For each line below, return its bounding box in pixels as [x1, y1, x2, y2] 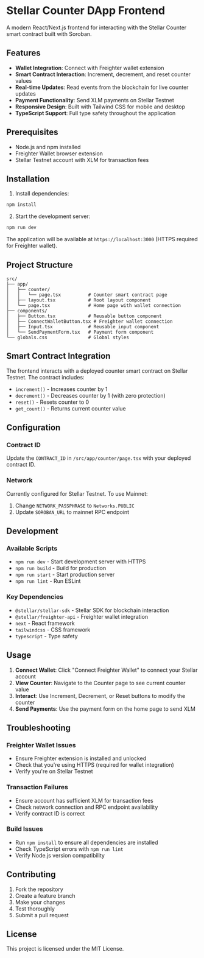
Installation [6, 174, 50, 184]
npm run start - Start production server [15, 571, 115, 579]
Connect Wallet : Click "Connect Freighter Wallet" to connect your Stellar [15, 666, 198, 674]
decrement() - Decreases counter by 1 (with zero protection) [15, 392, 166, 399]
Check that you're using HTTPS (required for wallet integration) [15, 761, 175, 769]
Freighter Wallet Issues [6, 741, 76, 749]
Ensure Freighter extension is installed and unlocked [15, 755, 147, 762]
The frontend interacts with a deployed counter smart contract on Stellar [6, 367, 188, 375]
